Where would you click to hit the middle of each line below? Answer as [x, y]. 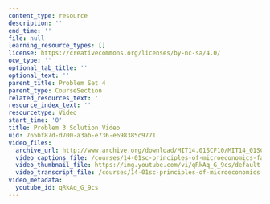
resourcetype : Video [43, 113]
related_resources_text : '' [55, 98]
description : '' [35, 23]
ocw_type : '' [30, 61]
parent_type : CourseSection [55, 90]
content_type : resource [48, 16]
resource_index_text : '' [50, 105]
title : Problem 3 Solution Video [64, 128]
